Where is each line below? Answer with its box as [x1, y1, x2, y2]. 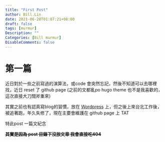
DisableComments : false [5, 40, 55, 45]
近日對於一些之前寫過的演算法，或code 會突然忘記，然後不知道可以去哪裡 [5, 80, 157, 86]
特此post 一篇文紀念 [5, 120, 46, 126]
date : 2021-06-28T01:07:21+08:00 [5, 16, 75, 21]
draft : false [5, 21, 32, 26]
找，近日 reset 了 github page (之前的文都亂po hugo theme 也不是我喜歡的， [5, 86, 162, 92]
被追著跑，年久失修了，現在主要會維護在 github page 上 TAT [5, 109, 129, 115]
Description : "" [5, 30, 39, 35]
